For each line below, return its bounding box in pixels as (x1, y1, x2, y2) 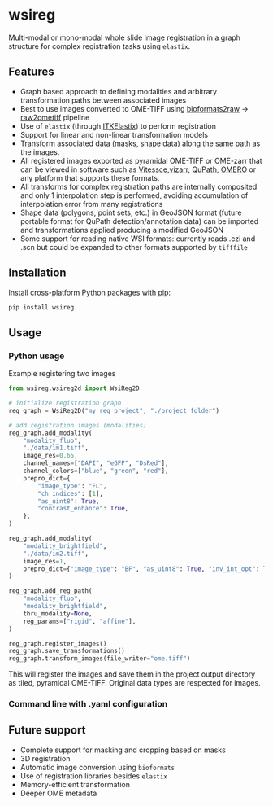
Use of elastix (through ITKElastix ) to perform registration (19, 120, 217, 131)
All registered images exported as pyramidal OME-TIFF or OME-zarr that (19, 156, 262, 165)
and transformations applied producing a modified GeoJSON (19, 225, 223, 234)
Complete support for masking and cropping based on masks (19, 745, 226, 755)
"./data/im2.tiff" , (23, 550, 89, 558)
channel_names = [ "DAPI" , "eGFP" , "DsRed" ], (23, 459, 169, 467)
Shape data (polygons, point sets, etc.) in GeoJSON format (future (19, 208, 242, 217)
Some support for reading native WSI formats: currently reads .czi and (19, 234, 256, 243)
